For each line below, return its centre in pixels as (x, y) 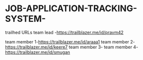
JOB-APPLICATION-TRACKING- (71, 9)
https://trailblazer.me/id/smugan (38, 52)
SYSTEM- (25, 19)
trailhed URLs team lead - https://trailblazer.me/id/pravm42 (64, 32)
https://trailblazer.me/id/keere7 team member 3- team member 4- (72, 47)
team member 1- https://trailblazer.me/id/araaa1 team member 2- (70, 41)
